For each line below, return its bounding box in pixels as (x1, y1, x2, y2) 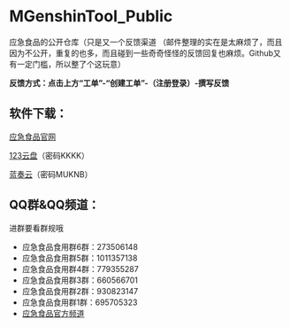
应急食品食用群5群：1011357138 (21, 253, 138, 263)
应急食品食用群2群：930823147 (21, 285, 139, 296)
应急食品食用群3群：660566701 (21, 275, 139, 285)
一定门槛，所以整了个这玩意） (16, 58, 126, 69)
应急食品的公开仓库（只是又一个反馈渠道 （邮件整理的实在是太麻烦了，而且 (9, 36, 283, 47)
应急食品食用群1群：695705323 (21, 297, 138, 308)
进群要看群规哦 (9, 222, 64, 233)
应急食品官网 (9, 131, 56, 142)
